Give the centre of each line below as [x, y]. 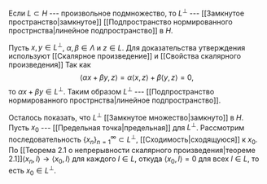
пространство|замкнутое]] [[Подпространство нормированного [121, 22]
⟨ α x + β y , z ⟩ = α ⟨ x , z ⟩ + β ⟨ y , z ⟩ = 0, [137, 77]
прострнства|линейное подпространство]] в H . [91, 30]
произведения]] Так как [50, 65]
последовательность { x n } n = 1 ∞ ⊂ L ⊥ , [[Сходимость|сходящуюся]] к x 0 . [133, 140]
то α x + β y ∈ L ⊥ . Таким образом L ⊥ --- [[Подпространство [112, 91]
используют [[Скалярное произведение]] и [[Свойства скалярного [125, 56]
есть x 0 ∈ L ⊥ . [33, 171]
